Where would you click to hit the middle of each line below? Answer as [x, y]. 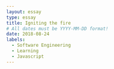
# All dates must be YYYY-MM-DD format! [58, 28]
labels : [16, 40]
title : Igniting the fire [38, 23]
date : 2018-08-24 [28, 34]
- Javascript [28, 56]
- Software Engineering [41, 46]
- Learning [25, 51]
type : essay [21, 17]
